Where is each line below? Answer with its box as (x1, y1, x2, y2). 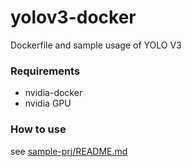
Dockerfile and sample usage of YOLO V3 (10, 39, 182, 51)
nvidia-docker (24, 87, 83, 99)
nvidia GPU (24, 97, 72, 110)
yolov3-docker (10, 6, 137, 29)
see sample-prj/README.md (10, 145, 128, 157)
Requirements (10, 64, 81, 78)
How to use (10, 122, 67, 136)
